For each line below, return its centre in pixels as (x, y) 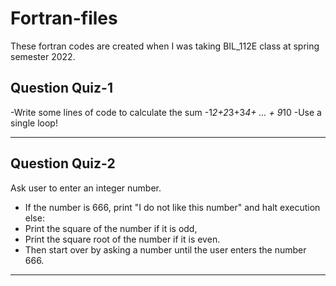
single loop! (34, 123)
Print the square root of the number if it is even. (122, 239)
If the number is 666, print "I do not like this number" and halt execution (172, 207)
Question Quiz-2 (63, 163)
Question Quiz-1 (61, 88)
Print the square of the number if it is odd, (111, 228)
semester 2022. (43, 56)
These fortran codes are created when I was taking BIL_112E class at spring (165, 46)
